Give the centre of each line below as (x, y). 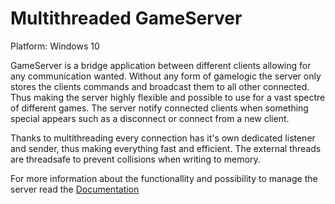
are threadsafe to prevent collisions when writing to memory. (135, 159)
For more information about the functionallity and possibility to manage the (164, 178)
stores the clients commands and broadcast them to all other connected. (160, 86)
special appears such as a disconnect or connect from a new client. (150, 118)
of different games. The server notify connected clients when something (159, 108)
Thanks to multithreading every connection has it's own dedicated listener (163, 138)
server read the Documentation (75, 189)
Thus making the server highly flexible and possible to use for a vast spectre (168, 97)
